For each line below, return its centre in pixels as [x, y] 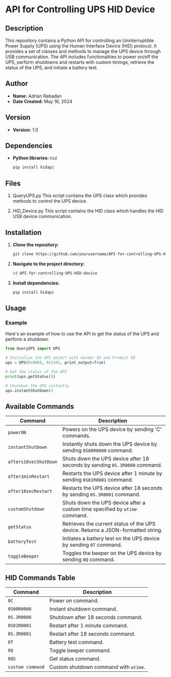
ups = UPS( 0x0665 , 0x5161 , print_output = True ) [55, 362]
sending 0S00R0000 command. [98, 450]
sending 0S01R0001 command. [98, 480]
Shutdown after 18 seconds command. [96, 617]
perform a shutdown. [27, 339]
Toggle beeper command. [80, 650]
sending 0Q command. [89, 560]
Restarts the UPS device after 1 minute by [112, 473]
